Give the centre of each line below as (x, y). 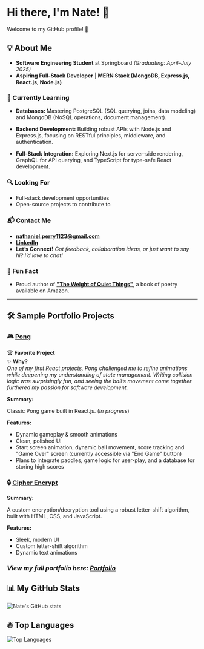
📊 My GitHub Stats (44, 589)
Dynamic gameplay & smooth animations (66, 434)
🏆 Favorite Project (31, 352)
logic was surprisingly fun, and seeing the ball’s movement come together (99, 381)
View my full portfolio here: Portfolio (61, 568)
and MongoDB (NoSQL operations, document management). (91, 117)
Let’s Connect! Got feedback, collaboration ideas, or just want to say (102, 249)
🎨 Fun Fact (23, 271)
